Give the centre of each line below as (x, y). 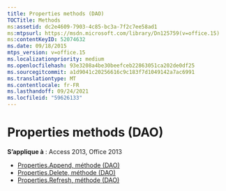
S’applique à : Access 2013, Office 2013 (65, 151)
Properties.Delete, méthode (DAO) (67, 172)
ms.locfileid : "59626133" (45, 98)
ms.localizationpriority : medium (56, 59)
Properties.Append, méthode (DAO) (68, 165)
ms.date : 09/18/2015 (37, 46)
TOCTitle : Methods (34, 20)
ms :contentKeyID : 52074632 (46, 40)
